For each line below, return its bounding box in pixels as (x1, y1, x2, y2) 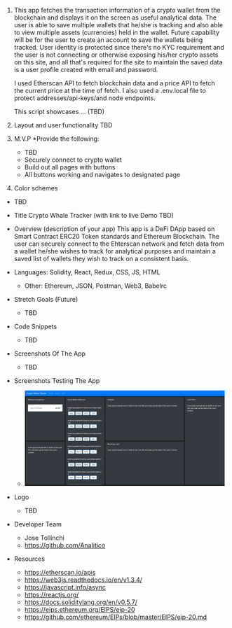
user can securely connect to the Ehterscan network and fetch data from (13, 239, 224, 248)
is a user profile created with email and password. (13, 66, 158, 74)
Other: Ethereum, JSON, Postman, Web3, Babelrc (24, 281, 167, 290)
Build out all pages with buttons (24, 163, 116, 171)
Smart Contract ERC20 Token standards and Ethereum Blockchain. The (13, 232, 219, 240)
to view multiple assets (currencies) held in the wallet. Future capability (13, 28, 219, 36)
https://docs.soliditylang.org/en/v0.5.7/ (24, 598, 138, 606)
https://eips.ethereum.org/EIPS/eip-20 (24, 605, 135, 613)
